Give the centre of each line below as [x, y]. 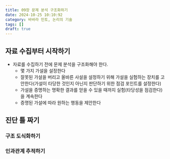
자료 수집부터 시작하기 [38, 51]
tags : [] [15, 24]
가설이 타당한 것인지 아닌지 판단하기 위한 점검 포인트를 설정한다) [98, 83]
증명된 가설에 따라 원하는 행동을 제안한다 [60, 102]
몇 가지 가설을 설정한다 [43, 71]
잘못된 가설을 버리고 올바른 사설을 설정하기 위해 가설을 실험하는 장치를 [90, 77]
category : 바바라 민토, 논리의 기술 [39, 19]
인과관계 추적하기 [25, 151]
